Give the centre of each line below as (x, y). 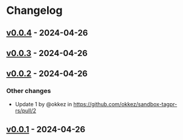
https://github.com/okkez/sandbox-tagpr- (125, 104)
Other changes (29, 91)
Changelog (34, 11)
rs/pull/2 (25, 110)
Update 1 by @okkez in (43, 104)
